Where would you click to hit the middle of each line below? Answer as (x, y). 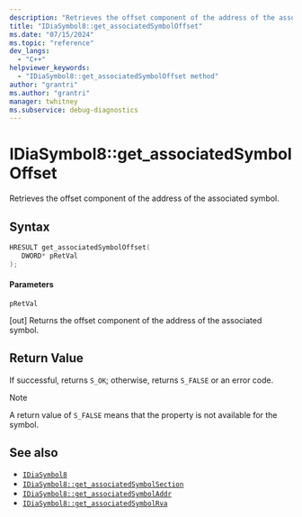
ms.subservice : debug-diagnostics (74, 110)
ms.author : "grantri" (50, 93)
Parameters (31, 285)
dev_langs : (30, 51)
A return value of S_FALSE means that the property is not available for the (143, 414)
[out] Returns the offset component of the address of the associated (136, 320)
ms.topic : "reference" (52, 43)
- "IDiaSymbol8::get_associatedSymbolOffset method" (118, 77)
